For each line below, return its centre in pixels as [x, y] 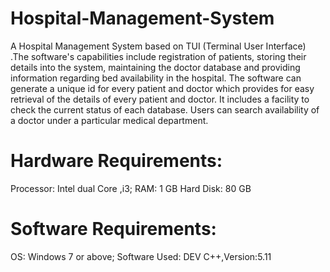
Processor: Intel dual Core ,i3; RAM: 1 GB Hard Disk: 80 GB [131, 188]
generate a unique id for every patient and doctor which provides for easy [162, 88]
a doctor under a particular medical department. [109, 120]
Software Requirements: [113, 229]
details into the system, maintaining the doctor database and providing [155, 67]
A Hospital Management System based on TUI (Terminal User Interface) [158, 46]
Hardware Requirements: [116, 161]
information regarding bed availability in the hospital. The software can [156, 78]
